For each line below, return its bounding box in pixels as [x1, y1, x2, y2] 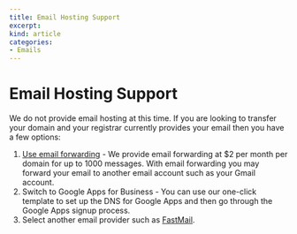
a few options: [9, 132, 61, 142]
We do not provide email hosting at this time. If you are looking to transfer [9, 113, 277, 124]
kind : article [9, 29, 62, 38]
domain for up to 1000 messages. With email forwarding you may [21, 158, 260, 169]
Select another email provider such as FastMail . [21, 215, 195, 225]
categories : [9, 37, 53, 47]
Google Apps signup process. [21, 205, 131, 216]
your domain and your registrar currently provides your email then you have [9, 123, 285, 133]
